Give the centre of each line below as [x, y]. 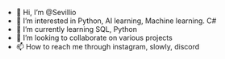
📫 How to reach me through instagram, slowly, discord [108, 47]
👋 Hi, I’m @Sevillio [46, 12]
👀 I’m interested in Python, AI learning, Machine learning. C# [116, 21]
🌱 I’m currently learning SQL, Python [76, 29]
